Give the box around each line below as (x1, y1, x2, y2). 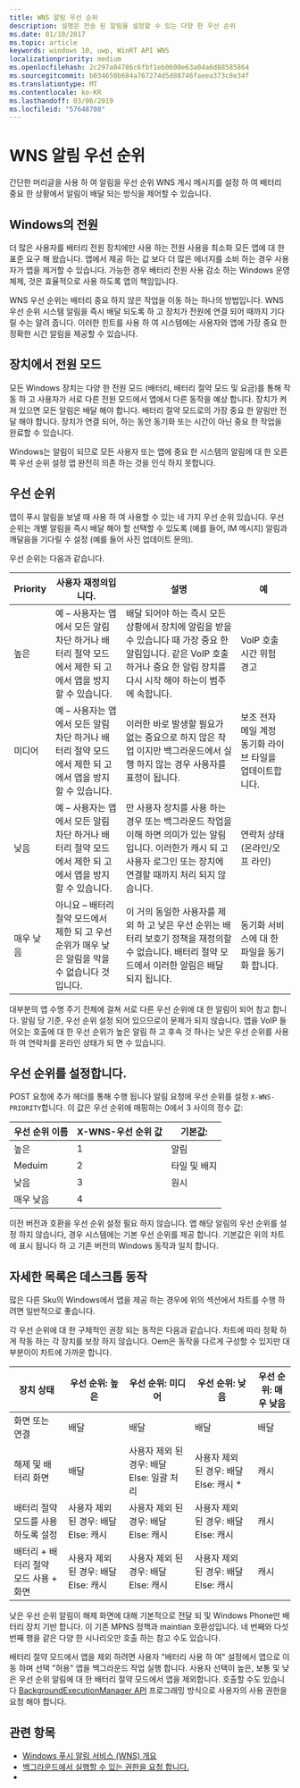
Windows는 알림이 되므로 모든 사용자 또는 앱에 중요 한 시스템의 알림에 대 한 (9, 446, 271, 457)
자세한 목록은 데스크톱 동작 (9, 1269, 147, 1284)
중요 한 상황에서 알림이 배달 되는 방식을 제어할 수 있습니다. (9, 189, 212, 199)
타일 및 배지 (171, 1160, 218, 1172)
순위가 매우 (54, 939, 100, 951)
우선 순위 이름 (13, 1126, 69, 1138)
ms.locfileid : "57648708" (9, 105, 105, 114)
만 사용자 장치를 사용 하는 (125, 801, 227, 814)
